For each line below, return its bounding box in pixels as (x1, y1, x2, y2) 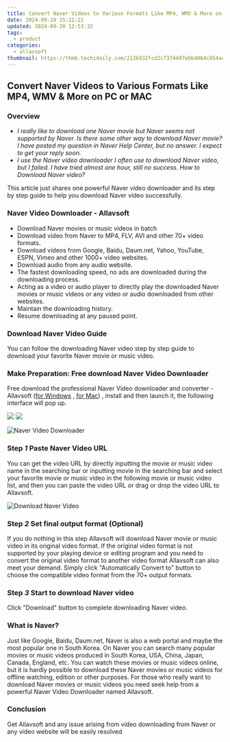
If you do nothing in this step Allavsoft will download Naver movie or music (7, 534, 218, 542)
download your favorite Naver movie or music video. (7, 351, 155, 360)
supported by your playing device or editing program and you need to (7, 548, 204, 557)
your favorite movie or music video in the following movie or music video (7, 474, 212, 482)
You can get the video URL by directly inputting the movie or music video (7, 459, 213, 467)
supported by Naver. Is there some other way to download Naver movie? (16, 135, 222, 143)
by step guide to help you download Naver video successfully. (7, 192, 183, 200)
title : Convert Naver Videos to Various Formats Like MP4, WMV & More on (7, 10, 222, 17)
